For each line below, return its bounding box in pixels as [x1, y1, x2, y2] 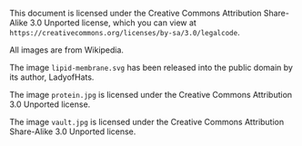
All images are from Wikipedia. [9, 44, 125, 55]
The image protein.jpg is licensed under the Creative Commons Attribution [9, 90, 293, 100]
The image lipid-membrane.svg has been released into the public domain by [9, 63, 294, 73]
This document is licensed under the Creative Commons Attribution [9, 8, 262, 18]
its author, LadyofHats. [9, 72, 95, 83]
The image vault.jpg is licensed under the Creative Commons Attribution [9, 117, 285, 127]
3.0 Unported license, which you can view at [29, 17, 197, 28]
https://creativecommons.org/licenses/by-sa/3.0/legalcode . [9, 27, 240, 37]
